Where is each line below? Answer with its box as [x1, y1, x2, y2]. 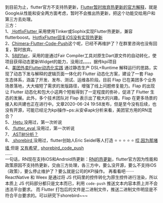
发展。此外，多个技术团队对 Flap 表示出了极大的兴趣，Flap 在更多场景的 [13, 95, 158, 101]
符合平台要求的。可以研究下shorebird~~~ [5, 193, 88, 198]
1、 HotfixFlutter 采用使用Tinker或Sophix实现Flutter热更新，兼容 [5, 29, 133, 34]
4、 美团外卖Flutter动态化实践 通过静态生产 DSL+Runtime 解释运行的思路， [5, 65, 154, 70]
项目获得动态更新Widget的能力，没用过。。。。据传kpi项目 [5, 59, 117, 64]
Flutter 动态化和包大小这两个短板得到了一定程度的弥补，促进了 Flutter [10, 89, 149, 94]
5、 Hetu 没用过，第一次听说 [5, 119, 62, 125]
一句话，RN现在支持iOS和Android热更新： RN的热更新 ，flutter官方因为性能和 [5, 156, 158, 162]
